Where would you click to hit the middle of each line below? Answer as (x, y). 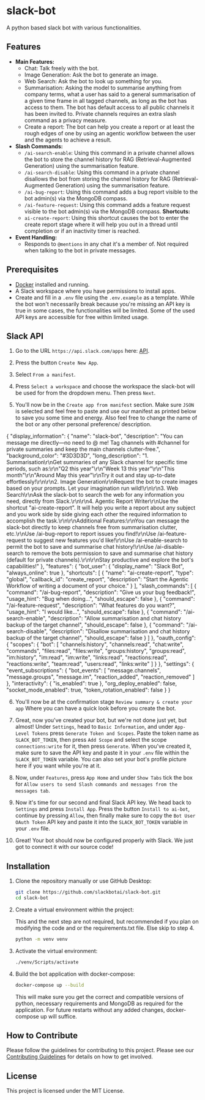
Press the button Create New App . (57, 363)
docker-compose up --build (50, 985)
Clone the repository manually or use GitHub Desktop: (83, 881)
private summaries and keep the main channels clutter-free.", (83, 449)
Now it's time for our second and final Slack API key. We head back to (103, 802)
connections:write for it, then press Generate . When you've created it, (103, 746)
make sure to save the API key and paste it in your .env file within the (102, 753)
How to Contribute (42, 1035)
